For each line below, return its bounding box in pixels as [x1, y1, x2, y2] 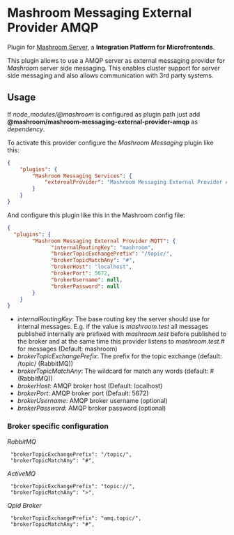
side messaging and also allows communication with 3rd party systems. [7, 71, 214, 80]
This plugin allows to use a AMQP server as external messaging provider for [7, 56, 225, 64]
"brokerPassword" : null [51, 283, 120, 290]
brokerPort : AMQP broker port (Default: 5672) [17, 389, 149, 397]
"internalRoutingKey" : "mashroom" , [51, 244, 155, 251]
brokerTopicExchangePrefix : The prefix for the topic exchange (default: [17, 352, 222, 360]
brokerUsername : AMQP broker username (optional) [17, 397, 169, 405]
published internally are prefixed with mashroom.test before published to [17, 330, 227, 338]
